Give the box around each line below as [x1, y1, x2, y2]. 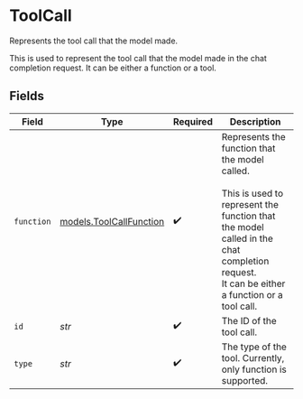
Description [229, 115, 281, 127]
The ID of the [221, 314, 277, 327]
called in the [221, 232, 273, 245]
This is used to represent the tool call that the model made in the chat [9, 52, 268, 63]
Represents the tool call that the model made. [9, 35, 179, 46]
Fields [9, 88, 45, 104]
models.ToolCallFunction [60, 215, 165, 227]
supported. [221, 374, 269, 386]
